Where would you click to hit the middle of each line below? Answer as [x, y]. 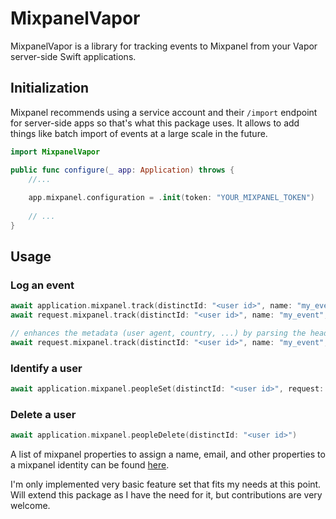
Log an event [42, 285]
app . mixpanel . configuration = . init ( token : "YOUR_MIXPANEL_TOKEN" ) [171, 198]
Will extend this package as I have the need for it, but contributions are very [166, 495]
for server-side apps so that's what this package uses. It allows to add [155, 123]
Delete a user [43, 415]
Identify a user [46, 368]
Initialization [50, 88]
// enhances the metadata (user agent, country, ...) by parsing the [158, 333]
